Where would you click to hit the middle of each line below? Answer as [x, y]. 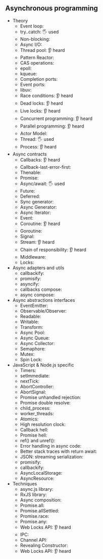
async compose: [37, 295]
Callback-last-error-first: [45, 167]
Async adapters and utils [38, 268]
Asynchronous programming [52, 8]
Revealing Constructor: [44, 545]
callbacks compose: [41, 289]
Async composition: [41, 500]
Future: [28, 191]
